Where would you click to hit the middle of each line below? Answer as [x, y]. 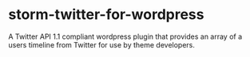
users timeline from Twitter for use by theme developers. [102, 44]
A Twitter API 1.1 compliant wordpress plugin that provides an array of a [125, 36]
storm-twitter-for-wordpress [106, 15]
